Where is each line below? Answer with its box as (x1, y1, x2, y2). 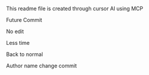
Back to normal (6, 51, 43, 58)
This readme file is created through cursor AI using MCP (6, 5, 144, 12)
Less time (6, 40, 30, 46)
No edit (6, 28, 24, 35)
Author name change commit (6, 62, 77, 69)
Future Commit (6, 17, 43, 23)
